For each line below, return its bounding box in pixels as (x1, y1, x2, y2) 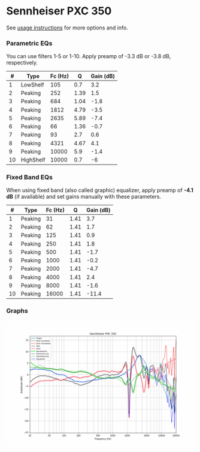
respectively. (6, 59, 38, 67)
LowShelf (20, 81, 44, 88)
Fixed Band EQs (6, 173, 53, 181)
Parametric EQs (6, 39, 53, 47)
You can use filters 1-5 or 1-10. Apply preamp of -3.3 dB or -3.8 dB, (6, 53, 171, 60)
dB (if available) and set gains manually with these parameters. (6, 193, 162, 200)
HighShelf (20, 156, 46, 163)
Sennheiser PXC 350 (6, 4, 112, 18)
